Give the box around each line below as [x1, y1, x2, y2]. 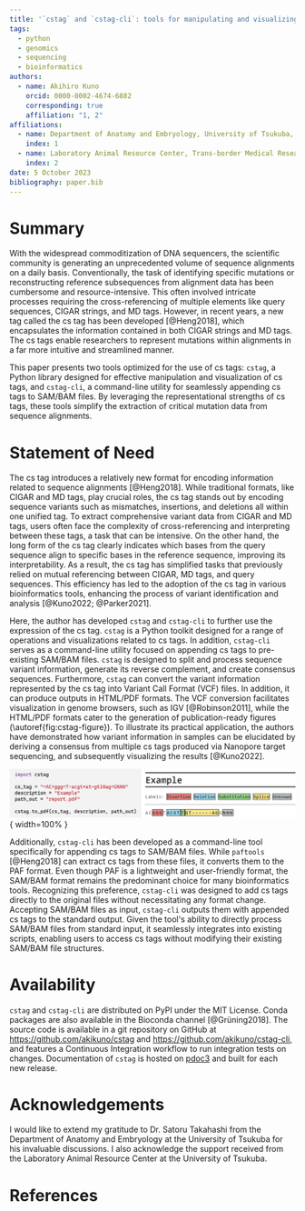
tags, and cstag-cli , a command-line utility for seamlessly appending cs [9, 382, 281, 393]
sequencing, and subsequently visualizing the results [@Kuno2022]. [9, 751, 265, 762]
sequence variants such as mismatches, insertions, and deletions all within [9, 501, 289, 513]
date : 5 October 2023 [9, 168, 92, 177]
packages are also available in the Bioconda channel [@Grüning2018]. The [9, 1014, 289, 1025]
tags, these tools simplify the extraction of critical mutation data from [9, 401, 268, 412]
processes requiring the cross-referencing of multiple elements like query [9, 296, 286, 307]
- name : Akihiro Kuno [17, 82, 100, 91]
